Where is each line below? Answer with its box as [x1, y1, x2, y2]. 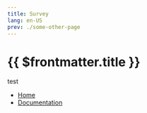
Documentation [17, 98, 63, 107]
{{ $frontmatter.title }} [7, 54, 141, 70]
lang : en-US [7, 17, 42, 24]
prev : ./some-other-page [7, 23, 81, 30]
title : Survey [7, 10, 49, 18]
